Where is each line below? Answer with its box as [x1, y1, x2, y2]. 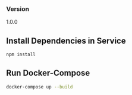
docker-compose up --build [6, 84, 73, 90]
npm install [6, 51, 36, 58]
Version [6, 5, 30, 13]
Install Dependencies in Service [6, 35, 126, 46]
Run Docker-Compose [6, 68, 90, 78]
